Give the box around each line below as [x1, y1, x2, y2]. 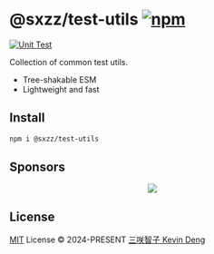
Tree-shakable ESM [22, 73, 97, 85]
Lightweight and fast [22, 83, 100, 94]
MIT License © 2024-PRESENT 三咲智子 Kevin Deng [9, 234, 206, 245]
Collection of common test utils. [9, 56, 129, 67]
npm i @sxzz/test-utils [9, 134, 100, 143]
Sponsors [9, 160, 65, 175]
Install [9, 110, 45, 126]
